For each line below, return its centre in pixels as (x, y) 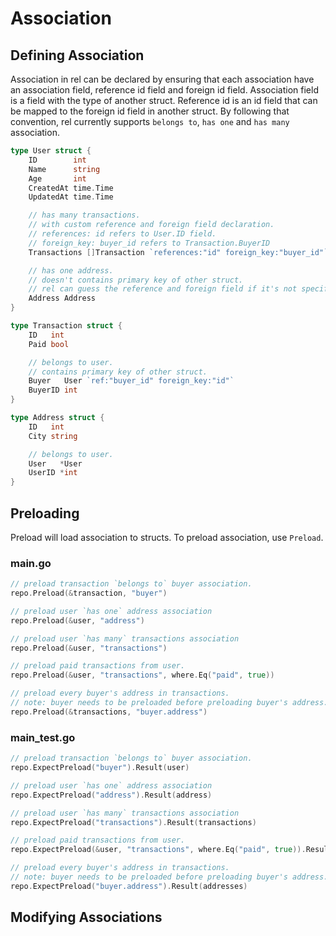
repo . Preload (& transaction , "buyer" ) (89, 593)
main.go (31, 563)
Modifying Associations (86, 917)
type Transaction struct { (66, 326)
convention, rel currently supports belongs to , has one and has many (150, 121)
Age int (57, 178)
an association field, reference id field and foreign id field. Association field (164, 90)
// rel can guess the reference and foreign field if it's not (163, 289)
